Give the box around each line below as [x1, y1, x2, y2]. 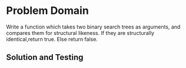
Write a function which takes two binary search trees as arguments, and [6, 23, 181, 30]
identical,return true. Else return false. [6, 35, 98, 42]
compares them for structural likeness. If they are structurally [6, 29, 155, 36]
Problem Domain [6, 4, 89, 17]
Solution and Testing [6, 52, 84, 62]
